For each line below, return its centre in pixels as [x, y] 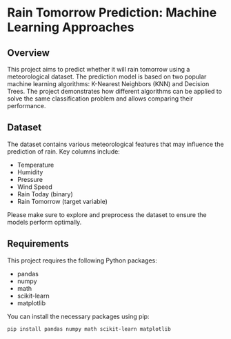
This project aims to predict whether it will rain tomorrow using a [99, 69]
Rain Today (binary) [45, 194]
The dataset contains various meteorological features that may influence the [115, 144]
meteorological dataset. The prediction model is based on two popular [107, 76]
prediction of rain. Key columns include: [64, 151]
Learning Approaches [71, 27]
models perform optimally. [44, 222]
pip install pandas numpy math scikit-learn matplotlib [89, 329]
